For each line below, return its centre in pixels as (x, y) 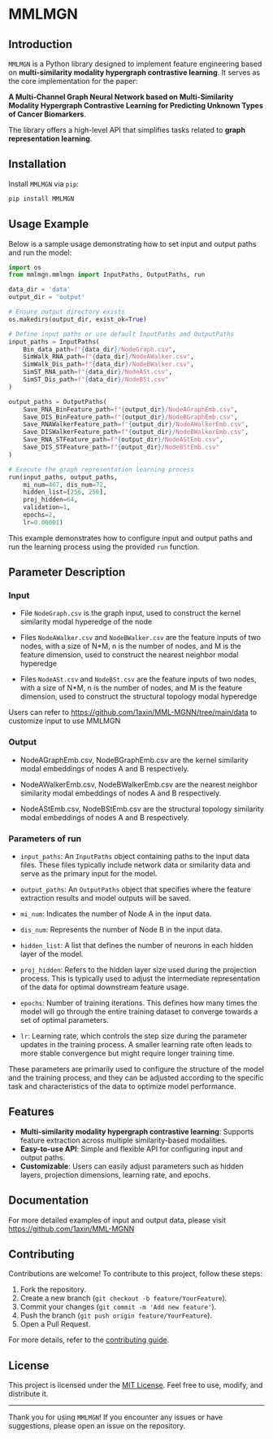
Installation (37, 164)
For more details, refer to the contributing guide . (89, 1340)
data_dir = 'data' (39, 290)
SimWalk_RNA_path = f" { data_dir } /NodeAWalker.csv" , (109, 357)
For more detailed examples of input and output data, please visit (117, 1220)
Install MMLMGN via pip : (44, 183)
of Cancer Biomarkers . (48, 114)
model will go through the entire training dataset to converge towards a (139, 1011)
